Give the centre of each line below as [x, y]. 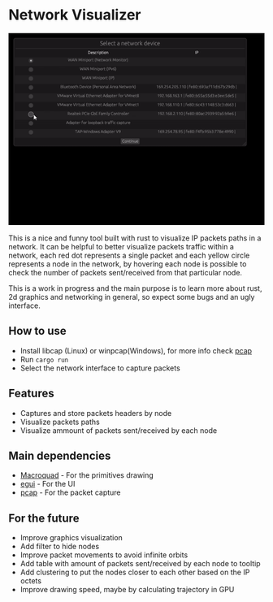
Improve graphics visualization [71, 538]
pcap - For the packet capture [70, 492]
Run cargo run [44, 359]
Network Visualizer [75, 15]
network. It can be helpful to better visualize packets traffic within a [121, 246]
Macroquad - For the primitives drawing [87, 475]
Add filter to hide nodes [60, 547]
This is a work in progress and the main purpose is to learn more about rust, [135, 288]
